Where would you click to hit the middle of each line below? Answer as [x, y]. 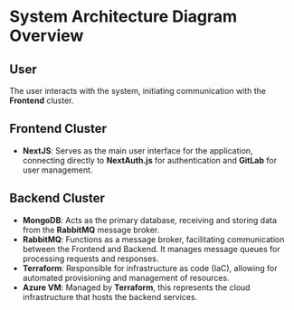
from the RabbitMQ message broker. [91, 230]
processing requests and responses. [90, 258]
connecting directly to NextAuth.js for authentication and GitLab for [150, 160]
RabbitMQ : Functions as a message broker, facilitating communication [153, 239]
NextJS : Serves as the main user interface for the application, [138, 150]
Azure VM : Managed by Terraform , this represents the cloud [136, 287]
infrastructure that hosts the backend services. [110, 296]
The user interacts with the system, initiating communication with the [138, 91]
